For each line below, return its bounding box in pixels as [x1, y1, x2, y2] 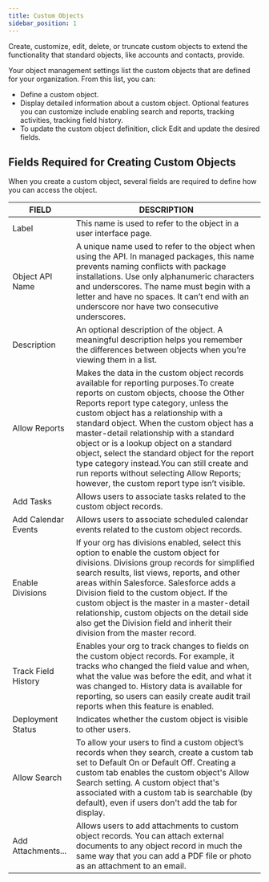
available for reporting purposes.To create [75, 378, 235, 389]
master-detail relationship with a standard [75, 427, 235, 439]
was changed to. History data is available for [75, 680, 243, 692]
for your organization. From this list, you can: [8, 74, 156, 84]
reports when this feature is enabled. [75, 700, 215, 712]
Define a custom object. [19, 89, 99, 99]
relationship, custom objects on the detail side [75, 607, 249, 619]
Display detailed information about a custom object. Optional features [19, 98, 250, 108]
